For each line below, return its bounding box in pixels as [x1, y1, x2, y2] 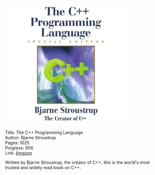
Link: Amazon [5, 150, 32, 156]
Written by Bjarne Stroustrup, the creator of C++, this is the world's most [5, 160, 150, 165]
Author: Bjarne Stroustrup [5, 135, 57, 140]
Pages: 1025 [5, 140, 30, 146]
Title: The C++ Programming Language [5, 130, 83, 135]
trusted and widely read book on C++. [5, 165, 81, 170]
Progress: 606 [5, 145, 34, 151]
